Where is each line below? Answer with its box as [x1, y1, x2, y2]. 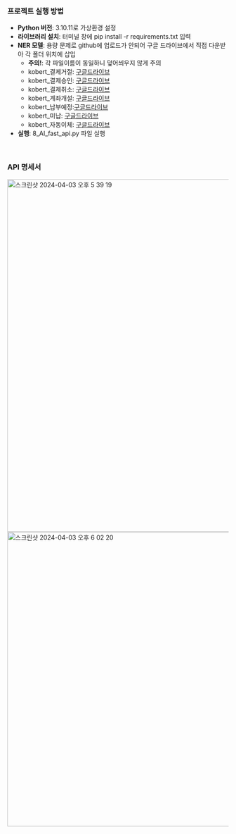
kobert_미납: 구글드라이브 [27, 111, 99, 120]
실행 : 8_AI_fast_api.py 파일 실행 [17, 129, 105, 138]
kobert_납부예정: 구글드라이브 [27, 103, 109, 111]
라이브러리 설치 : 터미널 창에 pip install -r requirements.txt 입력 [17, 32, 191, 41]
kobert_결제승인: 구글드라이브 [27, 76, 110, 85]
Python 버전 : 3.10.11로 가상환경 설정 [17, 23, 117, 32]
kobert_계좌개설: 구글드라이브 [27, 94, 110, 103]
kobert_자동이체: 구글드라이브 [27, 120, 110, 129]
